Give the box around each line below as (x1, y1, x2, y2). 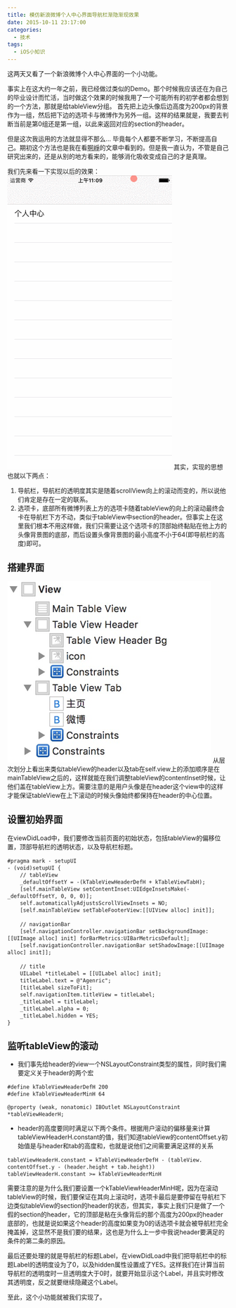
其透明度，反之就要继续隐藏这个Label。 (7, 1278, 122, 1287)
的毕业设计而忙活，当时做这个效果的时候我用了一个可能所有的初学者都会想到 (7, 94, 229, 101)
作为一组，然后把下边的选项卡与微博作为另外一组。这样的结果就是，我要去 (7, 111, 223, 119)
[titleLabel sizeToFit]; (20, 984, 93, 991)
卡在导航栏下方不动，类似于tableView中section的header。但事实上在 (17, 513, 217, 521)
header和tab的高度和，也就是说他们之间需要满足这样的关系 (41, 1142, 214, 1150)
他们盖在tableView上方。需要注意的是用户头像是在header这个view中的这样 (7, 782, 223, 791)
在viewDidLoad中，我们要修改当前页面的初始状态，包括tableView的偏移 (7, 834, 215, 842)
